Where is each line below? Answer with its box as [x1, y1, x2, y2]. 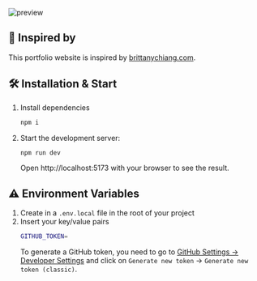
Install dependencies [19, 102, 91, 113]
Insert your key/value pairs [19, 217, 109, 227]
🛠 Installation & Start [8, 77, 118, 91]
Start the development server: [19, 133, 121, 143]
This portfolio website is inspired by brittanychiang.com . [8, 53, 196, 62]
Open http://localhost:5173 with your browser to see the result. [19, 163, 229, 173]
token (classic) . [19, 264, 78, 275]
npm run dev [19, 148, 61, 157]
